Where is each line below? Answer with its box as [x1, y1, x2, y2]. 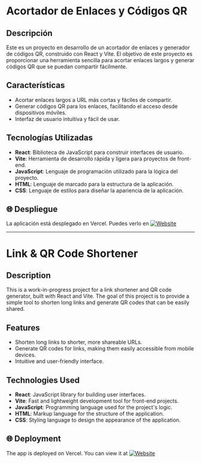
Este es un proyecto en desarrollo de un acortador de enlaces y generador [6, 44, 190, 51]
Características [6, 80, 65, 90]
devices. [14, 352, 36, 359]
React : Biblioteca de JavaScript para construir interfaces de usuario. [14, 149, 184, 156]
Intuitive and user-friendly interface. [14, 358, 104, 365]
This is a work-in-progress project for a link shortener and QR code [6, 286, 172, 293]
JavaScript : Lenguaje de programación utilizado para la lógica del [14, 168, 178, 175]
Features [6, 322, 40, 333]
